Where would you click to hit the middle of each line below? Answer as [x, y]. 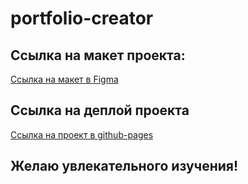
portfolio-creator [82, 18]
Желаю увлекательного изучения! [124, 166]
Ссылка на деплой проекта [100, 110]
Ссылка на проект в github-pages [82, 134]
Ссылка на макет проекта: [98, 55]
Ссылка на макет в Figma [64, 79]
